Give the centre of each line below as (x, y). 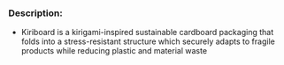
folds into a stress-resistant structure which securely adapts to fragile (148, 41)
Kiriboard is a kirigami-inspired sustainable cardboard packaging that (147, 32)
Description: (35, 13)
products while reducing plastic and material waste (114, 51)
